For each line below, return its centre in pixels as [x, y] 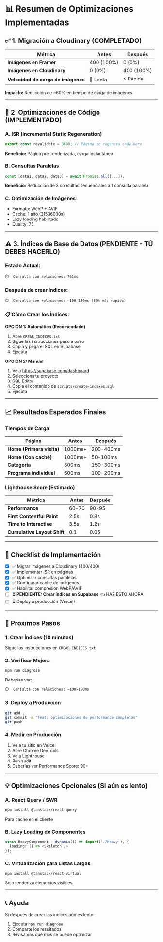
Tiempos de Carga [27, 428]
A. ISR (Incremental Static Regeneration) [54, 134]
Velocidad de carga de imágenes [46, 80]
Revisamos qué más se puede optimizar [52, 934]
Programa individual [31, 473]
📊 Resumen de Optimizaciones [69, 9]
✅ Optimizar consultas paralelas [44, 578]
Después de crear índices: [37, 290]
